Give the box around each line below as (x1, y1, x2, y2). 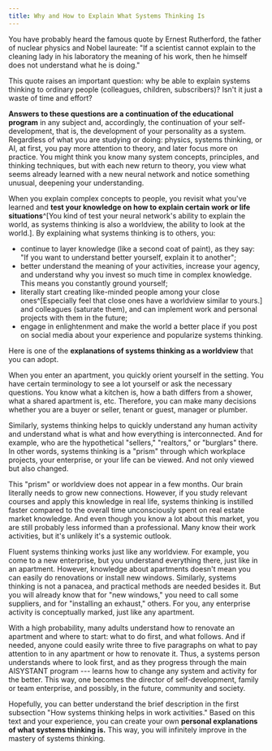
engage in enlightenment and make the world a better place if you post (19, 322, 257, 331)
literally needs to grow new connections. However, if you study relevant (8, 488, 248, 498)
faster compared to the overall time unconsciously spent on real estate (8, 505, 245, 515)
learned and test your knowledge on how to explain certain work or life (8, 202, 251, 212)
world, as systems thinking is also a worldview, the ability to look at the (8, 219, 245, 229)
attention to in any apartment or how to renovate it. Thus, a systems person (8, 649, 261, 658)
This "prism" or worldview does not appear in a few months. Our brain (8, 479, 244, 489)
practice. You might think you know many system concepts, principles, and (8, 152, 260, 162)
